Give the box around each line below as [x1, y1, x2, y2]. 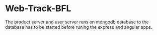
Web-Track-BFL [5, 3, 72, 14]
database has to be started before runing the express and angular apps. [5, 24, 153, 30]
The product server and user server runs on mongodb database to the [5, 19, 149, 25]
